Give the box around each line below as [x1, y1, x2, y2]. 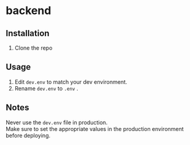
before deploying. [6, 132, 51, 139]
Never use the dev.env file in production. [6, 119, 108, 126]
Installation [6, 28, 50, 39]
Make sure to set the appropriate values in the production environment [6, 125, 184, 132]
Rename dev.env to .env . [14, 84, 78, 92]
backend [6, 4, 51, 18]
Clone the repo [14, 44, 53, 51]
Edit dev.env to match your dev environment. [14, 78, 127, 86]
